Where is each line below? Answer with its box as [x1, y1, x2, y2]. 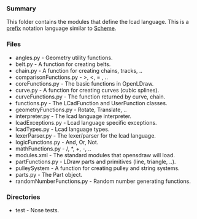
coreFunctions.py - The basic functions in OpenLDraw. [15, 80, 154, 87]
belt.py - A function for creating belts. [15, 60, 111, 68]
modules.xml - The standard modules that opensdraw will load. [15, 151, 175, 158]
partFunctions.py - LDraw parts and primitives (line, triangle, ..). [15, 158, 176, 165]
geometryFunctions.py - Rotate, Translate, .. [15, 106, 127, 113]
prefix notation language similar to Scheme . [6, 24, 117, 32]
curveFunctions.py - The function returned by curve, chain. [15, 93, 166, 100]
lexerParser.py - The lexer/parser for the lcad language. [15, 132, 156, 139]
